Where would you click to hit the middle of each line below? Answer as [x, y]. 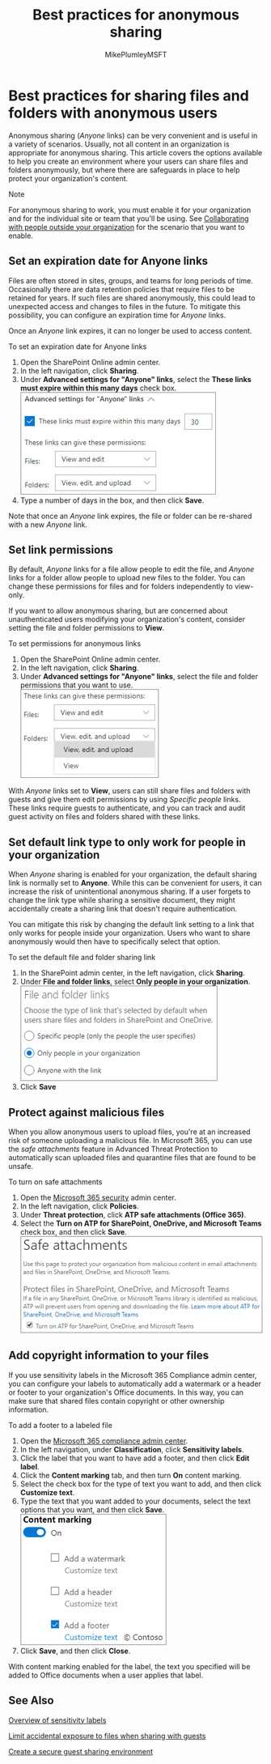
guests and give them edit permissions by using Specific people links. [125, 800]
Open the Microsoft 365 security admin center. [98, 1197]
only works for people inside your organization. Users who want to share [129, 933]
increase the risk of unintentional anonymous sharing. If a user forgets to [129, 891]
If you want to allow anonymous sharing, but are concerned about [118, 611]
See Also [31, 1700]
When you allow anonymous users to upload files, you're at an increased [129, 1132]
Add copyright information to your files [108, 1356]
